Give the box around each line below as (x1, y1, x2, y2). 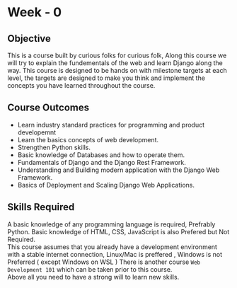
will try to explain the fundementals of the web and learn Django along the (7, 59, 223, 67)
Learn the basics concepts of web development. (17, 135, 159, 144)
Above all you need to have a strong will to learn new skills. (7, 272, 180, 281)
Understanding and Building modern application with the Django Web (17, 166, 220, 174)
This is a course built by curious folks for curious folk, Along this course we (7, 51, 227, 59)
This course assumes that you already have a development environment (7, 242, 218, 251)
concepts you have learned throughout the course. (7, 81, 156, 89)
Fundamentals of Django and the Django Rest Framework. (17, 158, 186, 166)
